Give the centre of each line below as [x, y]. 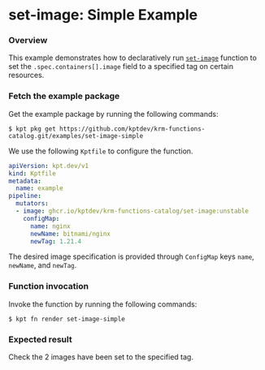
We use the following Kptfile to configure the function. [101, 151]
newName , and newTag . [43, 265]
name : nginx [50, 226]
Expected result [40, 339]
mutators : [32, 204]
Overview [28, 41]
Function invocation [49, 286]
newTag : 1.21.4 [56, 241]
